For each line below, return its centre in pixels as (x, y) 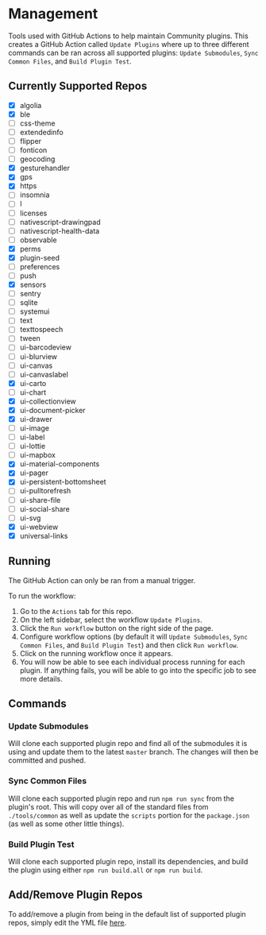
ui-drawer (36, 419)
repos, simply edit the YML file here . (67, 922)
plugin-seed (39, 257)
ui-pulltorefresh (45, 491)
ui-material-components (60, 464)
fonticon (33, 150)
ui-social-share (44, 508)
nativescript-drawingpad (60, 222)
